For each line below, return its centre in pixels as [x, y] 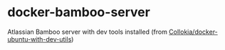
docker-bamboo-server [79, 12]
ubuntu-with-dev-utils [40, 39]
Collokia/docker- [193, 32]
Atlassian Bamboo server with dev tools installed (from [87, 32]
